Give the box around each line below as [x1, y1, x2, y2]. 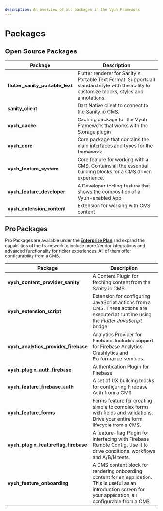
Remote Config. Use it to [92, 442, 148, 448]
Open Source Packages [5, 47, 78, 56]
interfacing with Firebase [92, 436, 149, 443]
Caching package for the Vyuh [77, 116, 147, 123]
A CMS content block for [92, 462, 149, 469]
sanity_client [7, 105, 38, 112]
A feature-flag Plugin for [92, 429, 149, 436]
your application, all [92, 492, 137, 499]
